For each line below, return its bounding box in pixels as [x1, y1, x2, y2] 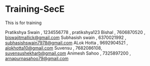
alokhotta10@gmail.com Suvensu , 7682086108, [5, 45, 102, 51]
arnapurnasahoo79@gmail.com [5, 55, 69, 61]
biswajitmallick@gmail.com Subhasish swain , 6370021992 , [5, 34, 126, 40]
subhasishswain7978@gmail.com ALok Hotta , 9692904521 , [5, 39, 128, 45]
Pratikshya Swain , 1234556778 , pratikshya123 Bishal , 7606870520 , [5, 29, 146, 35]
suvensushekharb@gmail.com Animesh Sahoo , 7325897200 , [5, 50, 131, 56]
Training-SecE [5, 3, 65, 15]
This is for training [5, 20, 42, 26]
